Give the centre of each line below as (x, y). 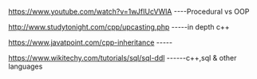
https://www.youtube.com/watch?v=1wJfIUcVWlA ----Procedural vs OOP (129, 12)
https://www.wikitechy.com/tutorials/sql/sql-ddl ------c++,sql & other (123, 58)
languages (26, 66)
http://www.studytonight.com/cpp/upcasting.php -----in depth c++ (119, 27)
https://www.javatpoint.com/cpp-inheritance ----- (91, 42)
